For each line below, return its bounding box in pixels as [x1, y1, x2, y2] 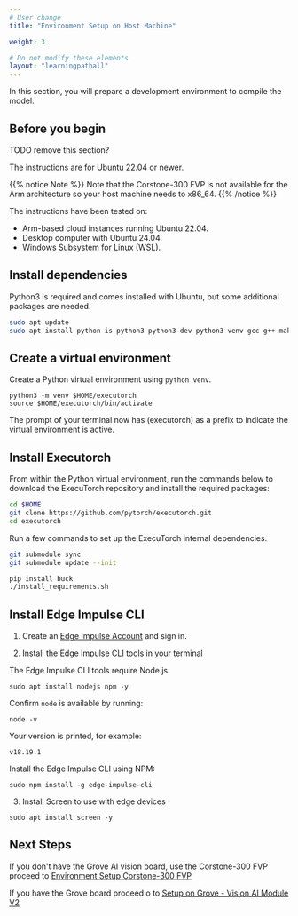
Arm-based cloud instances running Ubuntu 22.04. [21, 223, 208, 234]
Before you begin [9, 121, 106, 136]
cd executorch [9, 516, 62, 525]
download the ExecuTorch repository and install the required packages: [9, 483, 271, 494]
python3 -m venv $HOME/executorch [9, 392, 137, 401]
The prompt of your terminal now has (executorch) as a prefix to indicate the [9, 415, 288, 426]
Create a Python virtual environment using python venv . [9, 374, 212, 385]
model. [9, 95, 35, 107]
